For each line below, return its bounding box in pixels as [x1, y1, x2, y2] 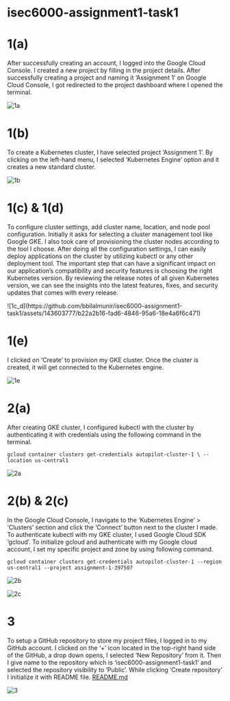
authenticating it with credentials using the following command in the [7, 430, 202, 439]
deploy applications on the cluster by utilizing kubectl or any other [7, 252, 194, 260]
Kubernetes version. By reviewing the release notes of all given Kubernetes [7, 274, 219, 282]
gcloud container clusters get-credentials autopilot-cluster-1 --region [7, 558, 222, 565]
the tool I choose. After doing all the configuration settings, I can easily [7, 245, 207, 253]
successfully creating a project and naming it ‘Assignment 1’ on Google [7, 73, 207, 82]
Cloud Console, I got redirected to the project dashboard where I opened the [7, 81, 223, 89]
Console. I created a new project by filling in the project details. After [7, 67, 201, 75]
